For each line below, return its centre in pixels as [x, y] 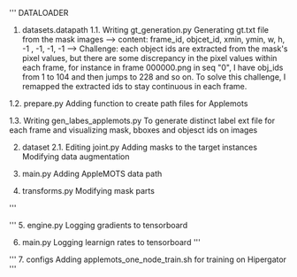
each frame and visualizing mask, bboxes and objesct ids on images [133, 130]
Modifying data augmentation [76, 157]
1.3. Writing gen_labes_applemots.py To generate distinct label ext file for [142, 120]
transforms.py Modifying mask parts [88, 191]
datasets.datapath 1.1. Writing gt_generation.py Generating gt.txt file [145, 30]
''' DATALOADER [39, 13]
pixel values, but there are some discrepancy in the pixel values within [149, 58]
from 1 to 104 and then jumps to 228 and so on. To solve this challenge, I [154, 77]
